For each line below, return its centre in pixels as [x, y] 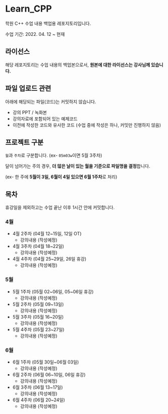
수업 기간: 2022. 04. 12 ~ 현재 [35, 34]
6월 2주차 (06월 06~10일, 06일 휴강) [49, 375]
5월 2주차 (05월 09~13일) [38, 304]
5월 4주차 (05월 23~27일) [38, 329]
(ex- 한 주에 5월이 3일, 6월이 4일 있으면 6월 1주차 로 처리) [61, 177]
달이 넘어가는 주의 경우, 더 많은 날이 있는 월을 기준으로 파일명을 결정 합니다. [78, 166]
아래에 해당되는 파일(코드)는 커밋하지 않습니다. [51, 101]
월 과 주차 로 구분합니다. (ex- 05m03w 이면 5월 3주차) [54, 156]
